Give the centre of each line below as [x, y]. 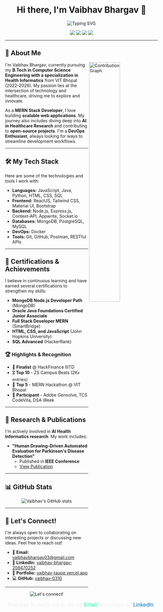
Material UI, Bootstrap [34, 206]
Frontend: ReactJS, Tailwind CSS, [46, 200]
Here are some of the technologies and [44, 176]
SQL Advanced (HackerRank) [42, 342]
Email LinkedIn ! [120, 605]
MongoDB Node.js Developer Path [47, 301]
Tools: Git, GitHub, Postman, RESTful [49, 237]
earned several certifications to [36, 286]
